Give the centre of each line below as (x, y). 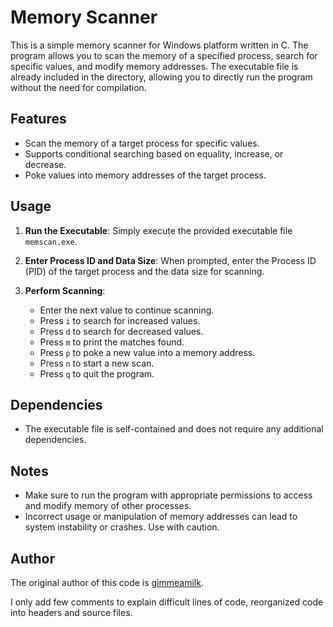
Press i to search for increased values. (120, 320)
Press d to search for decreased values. (121, 331)
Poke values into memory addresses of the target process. (145, 175)
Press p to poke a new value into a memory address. (147, 352)
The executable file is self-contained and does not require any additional (174, 429)
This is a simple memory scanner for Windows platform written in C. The (159, 45)
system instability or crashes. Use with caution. (122, 527)
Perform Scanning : (65, 290)
